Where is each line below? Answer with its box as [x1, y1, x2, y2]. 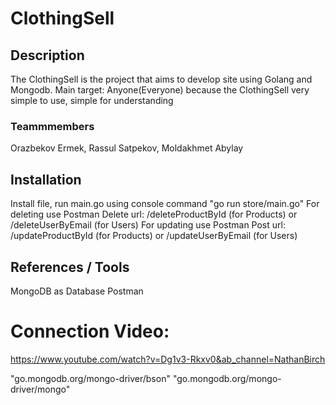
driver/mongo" [10, 383, 71, 395]
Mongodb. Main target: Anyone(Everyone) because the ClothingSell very [10, 84, 310, 96]
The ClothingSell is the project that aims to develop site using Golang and [10, 73, 313, 85]
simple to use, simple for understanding [10, 95, 174, 106]
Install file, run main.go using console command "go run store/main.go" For [10, 198, 320, 210]
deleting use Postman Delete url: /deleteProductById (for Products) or [10, 208, 298, 221]
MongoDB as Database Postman [10, 285, 144, 297]
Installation [10, 171, 82, 188]
